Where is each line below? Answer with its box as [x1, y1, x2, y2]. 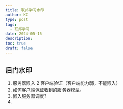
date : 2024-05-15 [5, 31, 42, 36]
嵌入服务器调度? [12, 93, 47, 99]
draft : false [5, 46, 33, 51]
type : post [5, 17, 28, 22]
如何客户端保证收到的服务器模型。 [12, 86, 84, 93]
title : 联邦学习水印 [5, 7, 44, 13]
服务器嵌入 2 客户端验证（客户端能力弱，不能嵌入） [12, 80, 121, 86]
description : [5, 36, 33, 41]
